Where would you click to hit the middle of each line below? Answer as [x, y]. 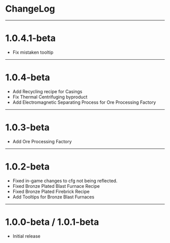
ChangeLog [30, 9]
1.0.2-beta [27, 166]
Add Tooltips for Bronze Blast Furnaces [53, 197]
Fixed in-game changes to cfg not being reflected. [65, 181]
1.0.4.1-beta [30, 38]
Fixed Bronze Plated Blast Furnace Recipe [56, 186]
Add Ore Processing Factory [42, 141]
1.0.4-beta [28, 78]
